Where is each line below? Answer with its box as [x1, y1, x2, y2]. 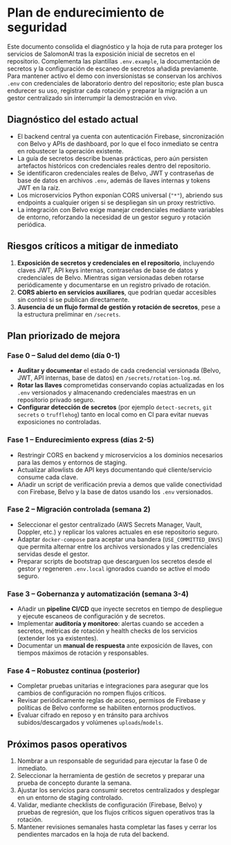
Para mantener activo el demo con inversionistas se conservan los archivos [7, 71, 223, 80]
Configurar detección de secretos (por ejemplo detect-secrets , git [17, 403, 212, 412]
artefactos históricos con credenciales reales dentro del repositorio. [17, 161, 211, 170]
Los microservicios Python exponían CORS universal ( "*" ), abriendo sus [17, 191, 223, 199]
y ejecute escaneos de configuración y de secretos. [17, 612, 166, 620]
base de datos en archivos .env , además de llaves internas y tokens [17, 176, 211, 184]
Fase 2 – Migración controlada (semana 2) [7, 504, 151, 514]
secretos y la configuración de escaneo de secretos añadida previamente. [7, 64, 219, 73]
